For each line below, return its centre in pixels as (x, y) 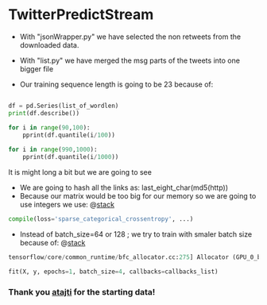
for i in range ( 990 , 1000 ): (53, 150)
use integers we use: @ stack (67, 205)
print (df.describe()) (44, 113)
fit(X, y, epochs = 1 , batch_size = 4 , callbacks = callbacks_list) (113, 272)
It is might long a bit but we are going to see (80, 172)
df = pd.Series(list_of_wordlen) (64, 106)
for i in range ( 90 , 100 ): (49, 127)
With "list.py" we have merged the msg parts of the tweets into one (130, 60)
